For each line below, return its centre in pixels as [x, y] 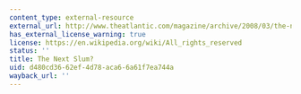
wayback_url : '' [39, 76]
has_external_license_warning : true [77, 34]
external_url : [36, 26]
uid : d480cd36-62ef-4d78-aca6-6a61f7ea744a [92, 68]
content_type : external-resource [72, 17]
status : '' [30, 51]
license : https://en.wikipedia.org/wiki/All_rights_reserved [126, 43]
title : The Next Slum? [52, 59]
